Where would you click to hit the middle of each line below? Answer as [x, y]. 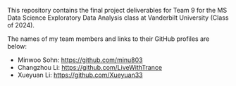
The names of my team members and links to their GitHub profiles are [108, 39]
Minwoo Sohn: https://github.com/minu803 [80, 60]
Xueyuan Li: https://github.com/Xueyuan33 [80, 75]
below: [17, 46]
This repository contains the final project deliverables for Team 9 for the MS [117, 10]
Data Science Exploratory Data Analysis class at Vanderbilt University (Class [118, 18]
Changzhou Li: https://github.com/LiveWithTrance [90, 67]
